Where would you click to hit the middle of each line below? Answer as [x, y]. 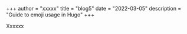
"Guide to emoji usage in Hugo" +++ [50, 15]
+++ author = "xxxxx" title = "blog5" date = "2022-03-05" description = [94, 8]
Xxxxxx [15, 26]
